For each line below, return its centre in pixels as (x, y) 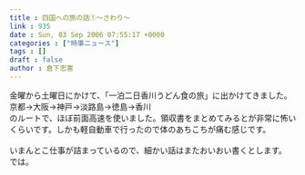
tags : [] (28, 52)
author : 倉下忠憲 (42, 69)
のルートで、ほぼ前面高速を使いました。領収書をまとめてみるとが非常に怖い (153, 118)
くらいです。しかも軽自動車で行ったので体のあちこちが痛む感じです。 (140, 129)
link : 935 (30, 26)
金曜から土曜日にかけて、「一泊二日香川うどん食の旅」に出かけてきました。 (151, 95)
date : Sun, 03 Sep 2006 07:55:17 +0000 (87, 34)
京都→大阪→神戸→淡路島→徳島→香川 (81, 106)
